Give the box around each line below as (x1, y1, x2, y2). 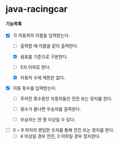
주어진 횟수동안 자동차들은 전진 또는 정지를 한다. (20, 95, 113, 102)
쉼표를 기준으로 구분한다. (20, 53, 68, 60)
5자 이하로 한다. (20, 64, 51, 70)
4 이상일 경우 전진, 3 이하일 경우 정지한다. (20, 133, 101, 139)
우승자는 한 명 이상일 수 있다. (20, 116, 76, 122)
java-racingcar (5, 3, 68, 15)
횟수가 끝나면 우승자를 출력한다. (20, 106, 81, 112)
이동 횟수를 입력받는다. (12, 85, 57, 91)
